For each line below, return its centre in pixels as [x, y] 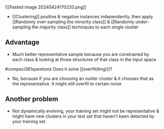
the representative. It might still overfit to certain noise [67, 83]
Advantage [23, 42]
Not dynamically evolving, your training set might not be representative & [86, 111]
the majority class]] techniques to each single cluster [85, 27]
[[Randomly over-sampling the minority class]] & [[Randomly [73, 22]
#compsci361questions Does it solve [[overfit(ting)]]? [59, 69]
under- [142, 22]
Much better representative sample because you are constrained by [81, 54]
